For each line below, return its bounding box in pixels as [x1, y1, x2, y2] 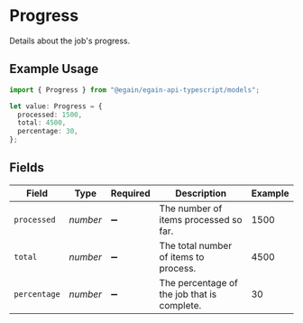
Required [110, 187, 151, 199]
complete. [159, 299, 202, 311]
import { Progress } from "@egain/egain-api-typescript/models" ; [9, 85, 260, 95]
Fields [9, 160, 45, 176]
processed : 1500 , [17, 110, 83, 119]
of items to [159, 250, 205, 263]
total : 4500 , [17, 118, 67, 127]
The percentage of [159, 276, 239, 289]
